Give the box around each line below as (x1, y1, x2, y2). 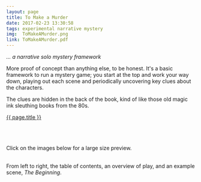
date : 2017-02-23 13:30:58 (6, 20, 74, 26)
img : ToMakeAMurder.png (6, 31, 68, 37)
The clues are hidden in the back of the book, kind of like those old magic (6, 96, 188, 103)
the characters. (6, 84, 44, 91)
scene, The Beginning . (6, 169, 62, 176)
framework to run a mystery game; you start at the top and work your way (6, 71, 189, 78)
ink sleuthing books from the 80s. (6, 102, 89, 109)
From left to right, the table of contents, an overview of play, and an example (6, 163, 195, 169)
